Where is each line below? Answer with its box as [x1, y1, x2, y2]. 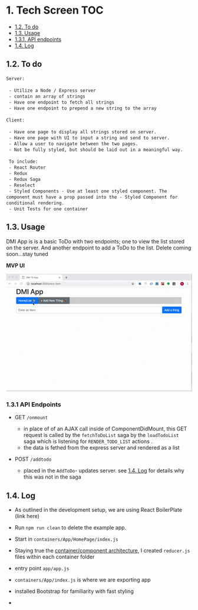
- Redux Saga [8, 176, 41, 182]
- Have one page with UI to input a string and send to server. [8, 134, 170, 141]
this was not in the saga [23, 473, 81, 480]
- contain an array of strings [8, 93, 85, 99]
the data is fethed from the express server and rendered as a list [23, 444, 180, 451]
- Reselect [8, 182, 35, 188]
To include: [8, 158, 38, 165]
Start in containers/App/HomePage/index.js [14, 535, 118, 542]
